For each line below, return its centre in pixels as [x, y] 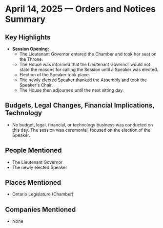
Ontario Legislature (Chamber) [43, 194]
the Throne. [31, 59]
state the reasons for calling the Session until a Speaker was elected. [89, 70]
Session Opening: [31, 49]
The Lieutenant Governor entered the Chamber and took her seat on [88, 54]
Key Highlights [28, 37]
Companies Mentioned [41, 209]
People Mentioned [33, 150]
